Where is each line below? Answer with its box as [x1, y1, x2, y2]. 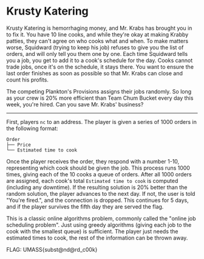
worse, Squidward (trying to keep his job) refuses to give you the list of [6, 44, 184, 51]
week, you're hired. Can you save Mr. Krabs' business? [6, 100, 144, 108]
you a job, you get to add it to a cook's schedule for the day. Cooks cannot [6, 57, 193, 64]
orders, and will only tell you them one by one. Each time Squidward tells [6, 50, 188, 57]
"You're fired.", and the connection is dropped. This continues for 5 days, [6, 196, 189, 204]
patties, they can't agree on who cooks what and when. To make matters [6, 37, 189, 44]
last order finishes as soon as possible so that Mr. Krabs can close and [6, 69, 183, 77]
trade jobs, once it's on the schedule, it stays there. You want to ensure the [6, 63, 194, 71]
